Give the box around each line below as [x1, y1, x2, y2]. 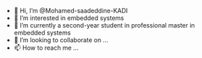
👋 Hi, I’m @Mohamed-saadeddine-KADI [13, 7, 128, 14]
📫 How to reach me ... [13, 43, 79, 52]
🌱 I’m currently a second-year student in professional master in [13, 21, 195, 29]
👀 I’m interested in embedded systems [13, 14, 124, 22]
